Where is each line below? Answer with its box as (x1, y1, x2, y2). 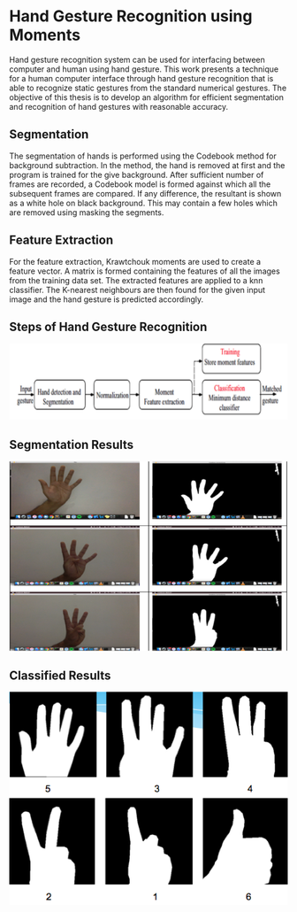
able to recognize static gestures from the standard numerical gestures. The (9, 82, 287, 93)
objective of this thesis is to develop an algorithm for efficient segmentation (9, 91, 285, 103)
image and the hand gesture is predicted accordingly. (9, 294, 204, 305)
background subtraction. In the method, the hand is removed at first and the (9, 159, 286, 170)
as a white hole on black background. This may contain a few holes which (9, 197, 278, 208)
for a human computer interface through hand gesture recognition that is (9, 73, 274, 83)
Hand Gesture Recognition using (9, 6, 253, 27)
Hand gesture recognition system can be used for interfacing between (9, 54, 265, 65)
